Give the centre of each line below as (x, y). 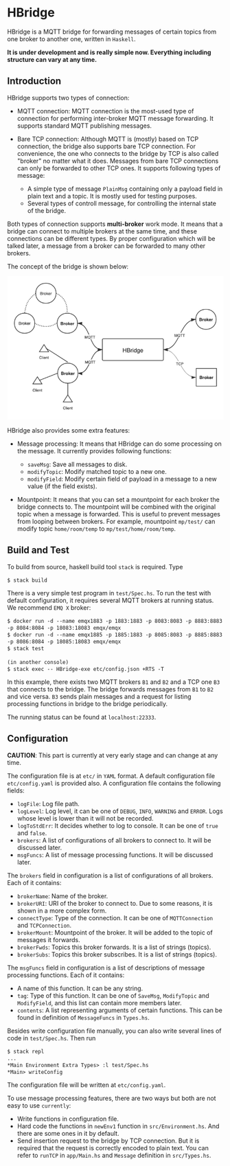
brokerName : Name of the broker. (62, 896)
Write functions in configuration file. (68, 1119)
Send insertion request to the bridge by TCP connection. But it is (108, 1141)
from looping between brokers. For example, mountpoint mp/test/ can (116, 521)
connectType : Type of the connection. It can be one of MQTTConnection (115, 917)
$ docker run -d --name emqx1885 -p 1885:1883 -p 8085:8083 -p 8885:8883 (115, 635)
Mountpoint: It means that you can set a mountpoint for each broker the (118, 499)
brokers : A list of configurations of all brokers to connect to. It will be (114, 840)
